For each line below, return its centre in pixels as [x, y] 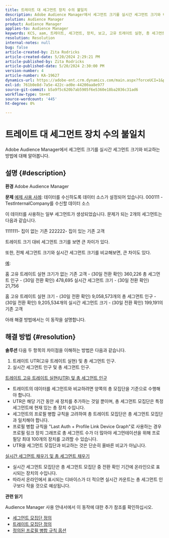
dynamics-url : [20, 80]
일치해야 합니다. [33, 420]
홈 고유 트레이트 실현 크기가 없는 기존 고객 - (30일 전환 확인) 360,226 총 [76, 274]
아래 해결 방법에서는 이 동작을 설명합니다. [46, 319]
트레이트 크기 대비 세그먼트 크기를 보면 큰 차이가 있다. [57, 242]
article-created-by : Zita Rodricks [43, 52]
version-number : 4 [24, 71]
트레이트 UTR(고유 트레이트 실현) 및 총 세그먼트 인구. [64, 361]
